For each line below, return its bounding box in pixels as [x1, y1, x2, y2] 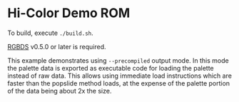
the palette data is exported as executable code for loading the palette [7, 63, 214, 72]
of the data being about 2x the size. [7, 86, 112, 95]
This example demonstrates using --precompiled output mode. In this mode [7, 56, 230, 65]
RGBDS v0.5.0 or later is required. [7, 42, 106, 51]
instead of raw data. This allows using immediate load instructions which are [7, 71, 232, 80]
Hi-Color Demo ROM [7, 5, 131, 21]
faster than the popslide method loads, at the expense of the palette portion [7, 78, 230, 87]
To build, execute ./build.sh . [7, 29, 94, 37]
